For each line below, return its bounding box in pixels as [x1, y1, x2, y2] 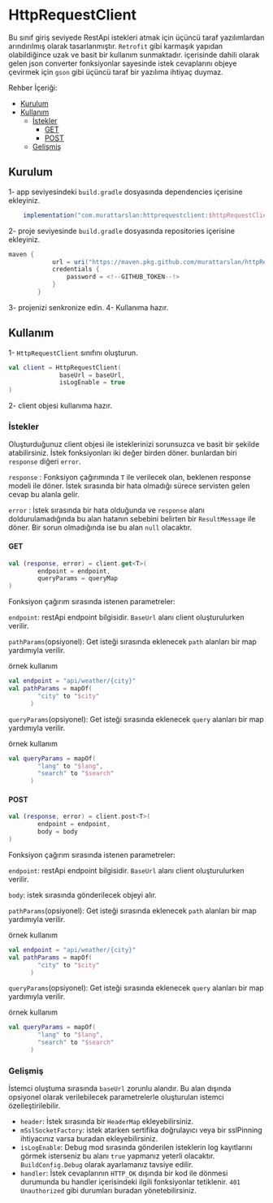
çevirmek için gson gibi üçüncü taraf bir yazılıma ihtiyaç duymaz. [8, 67, 223, 76]
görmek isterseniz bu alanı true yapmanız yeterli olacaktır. [19, 1151, 215, 1161]
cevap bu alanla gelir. [8, 490, 80, 500]
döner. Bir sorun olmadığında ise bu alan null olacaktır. [8, 522, 193, 533]
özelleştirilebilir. [8, 1101, 61, 1110]
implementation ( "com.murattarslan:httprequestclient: [23, 211, 209, 219]
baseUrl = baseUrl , [59, 371, 126, 379]
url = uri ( [51, 257, 89, 266]
